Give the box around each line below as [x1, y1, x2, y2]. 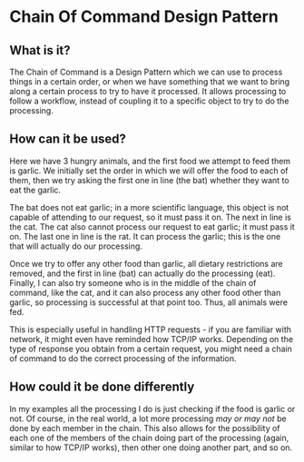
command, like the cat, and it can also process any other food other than [9, 287, 281, 298]
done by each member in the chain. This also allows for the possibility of [9, 422, 280, 433]
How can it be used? [9, 132, 127, 147]
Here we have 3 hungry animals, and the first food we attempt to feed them [9, 155, 291, 166]
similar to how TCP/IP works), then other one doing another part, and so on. [9, 442, 293, 453]
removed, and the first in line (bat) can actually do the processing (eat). [9, 268, 276, 279]
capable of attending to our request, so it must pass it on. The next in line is [9, 211, 292, 222]
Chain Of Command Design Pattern [9, 6, 279, 27]
